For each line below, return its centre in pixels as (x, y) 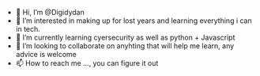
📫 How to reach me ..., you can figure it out (87, 63)
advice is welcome (46, 54)
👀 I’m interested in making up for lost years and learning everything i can (134, 21)
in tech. (28, 29)
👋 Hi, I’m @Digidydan (50, 12)
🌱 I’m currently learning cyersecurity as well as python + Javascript (125, 37)
